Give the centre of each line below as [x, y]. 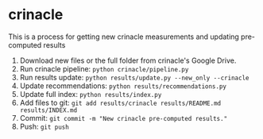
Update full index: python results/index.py [91, 94]
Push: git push [44, 126]
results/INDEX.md [48, 110]
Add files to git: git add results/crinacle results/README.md [120, 102]
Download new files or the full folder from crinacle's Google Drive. [128, 60]
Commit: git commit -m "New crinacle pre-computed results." [124, 118]
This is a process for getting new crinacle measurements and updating [124, 37]
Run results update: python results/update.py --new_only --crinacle [134, 77]
